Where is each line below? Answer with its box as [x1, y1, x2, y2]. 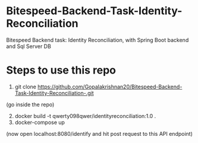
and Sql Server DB [6, 43, 52, 50]
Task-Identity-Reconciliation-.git [14, 89, 94, 96]
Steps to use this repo [6, 63, 117, 77]
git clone [14, 83, 37, 90]
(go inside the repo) [6, 101, 55, 108]
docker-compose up [14, 119, 65, 126]
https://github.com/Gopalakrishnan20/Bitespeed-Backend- [37, 83, 183, 90]
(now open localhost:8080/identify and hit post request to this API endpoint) [6, 130, 193, 137]
